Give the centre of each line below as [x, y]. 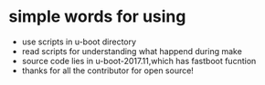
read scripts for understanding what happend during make [132, 51]
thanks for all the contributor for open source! [107, 71]
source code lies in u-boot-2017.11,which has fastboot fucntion [139, 61]
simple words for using [97, 17]
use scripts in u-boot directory [79, 42]
